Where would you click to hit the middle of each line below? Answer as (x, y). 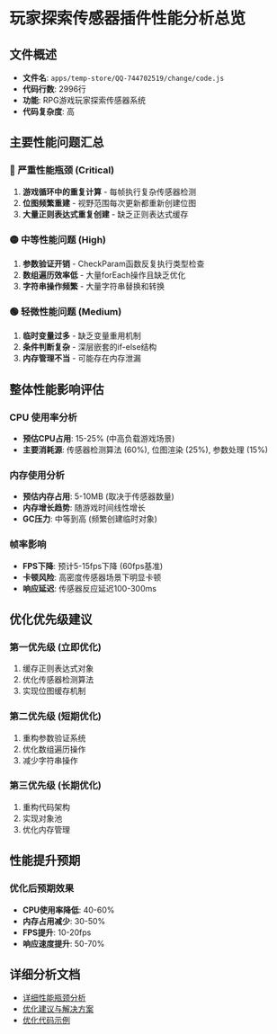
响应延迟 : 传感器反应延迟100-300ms (89, 588)
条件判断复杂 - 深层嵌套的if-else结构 (89, 347)
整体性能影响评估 (57, 389)
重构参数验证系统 (54, 737)
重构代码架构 (46, 807)
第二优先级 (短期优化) (55, 717)
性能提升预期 (45, 861)
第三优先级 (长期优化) (55, 786)
